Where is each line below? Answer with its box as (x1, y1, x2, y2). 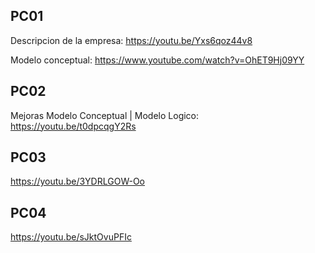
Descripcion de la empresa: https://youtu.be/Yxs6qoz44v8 (10, 34, 253, 46)
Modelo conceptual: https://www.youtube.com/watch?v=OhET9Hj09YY (10, 54, 305, 66)
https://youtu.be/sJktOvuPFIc (10, 231, 132, 243)
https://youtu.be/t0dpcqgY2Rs (10, 120, 137, 132)
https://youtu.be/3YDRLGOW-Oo (10, 175, 146, 188)
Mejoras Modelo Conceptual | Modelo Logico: (10, 109, 200, 121)
